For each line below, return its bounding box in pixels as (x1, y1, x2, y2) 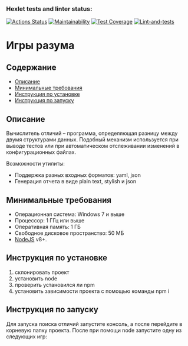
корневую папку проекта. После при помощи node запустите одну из (6, 326, 182, 334)
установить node (14, 274, 58, 282)
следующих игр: (6, 333, 47, 340)
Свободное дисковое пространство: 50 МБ (14, 229, 124, 237)
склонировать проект (14, 269, 70, 276)
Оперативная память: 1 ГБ (14, 223, 81, 230)
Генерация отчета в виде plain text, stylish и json (14, 178, 137, 185)
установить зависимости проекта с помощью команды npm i (14, 287, 170, 295)
